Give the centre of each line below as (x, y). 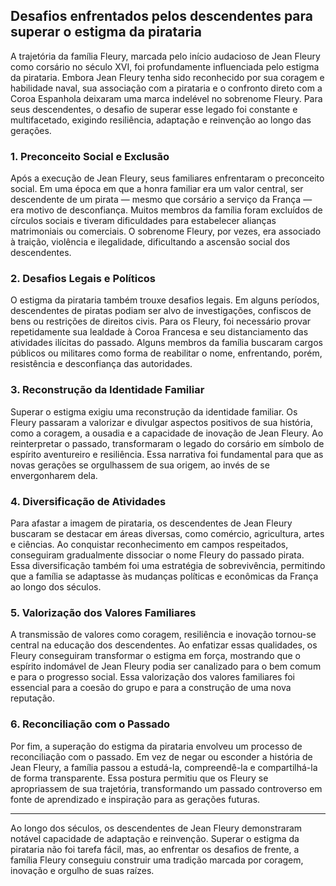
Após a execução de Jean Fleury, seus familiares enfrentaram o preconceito (167, 178)
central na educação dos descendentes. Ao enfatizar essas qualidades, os (164, 645)
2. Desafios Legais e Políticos (83, 279)
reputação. (32, 698)
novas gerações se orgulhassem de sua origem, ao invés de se (140, 465)
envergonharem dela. (54, 475)
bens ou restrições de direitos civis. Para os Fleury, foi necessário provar (161, 321)
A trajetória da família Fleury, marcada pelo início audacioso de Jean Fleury (165, 56)
